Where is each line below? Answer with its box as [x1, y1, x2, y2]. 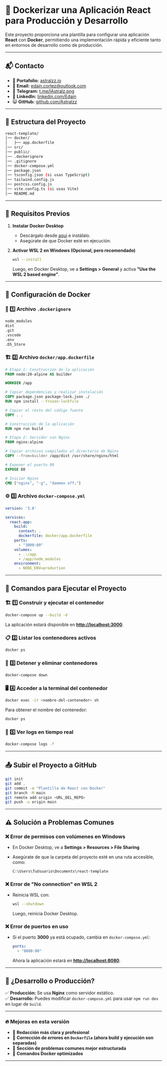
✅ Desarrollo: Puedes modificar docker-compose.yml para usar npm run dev [5, 995, 159, 1001]
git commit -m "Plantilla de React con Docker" [5, 786, 106, 791]
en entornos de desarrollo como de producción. [5, 42, 103, 48]
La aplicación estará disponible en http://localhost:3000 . [5, 622, 124, 628]
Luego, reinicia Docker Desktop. [12, 911, 79, 917]
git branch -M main [5, 790, 46, 795]
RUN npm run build [5, 426, 43, 431]
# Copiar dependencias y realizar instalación [5, 390, 103, 395]
